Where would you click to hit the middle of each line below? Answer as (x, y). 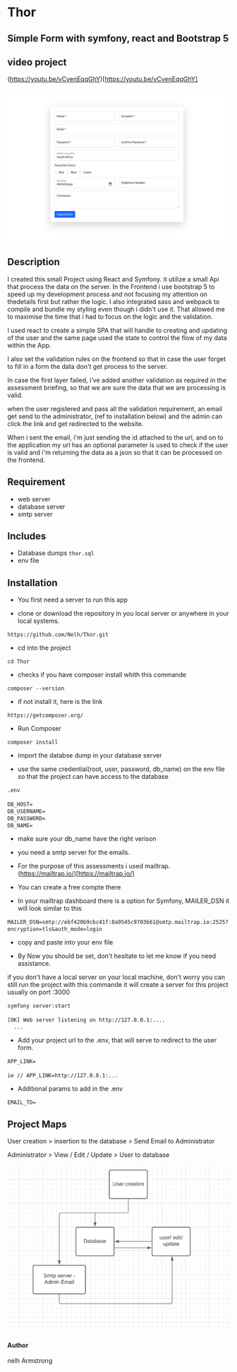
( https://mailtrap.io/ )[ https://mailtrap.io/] (76, 874)
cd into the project (44, 648)
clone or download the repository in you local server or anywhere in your (123, 614)
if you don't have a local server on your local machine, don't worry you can (116, 977)
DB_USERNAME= (26, 812)
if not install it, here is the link (60, 702)
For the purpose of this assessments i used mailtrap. (94, 866)
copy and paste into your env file (65, 942)
